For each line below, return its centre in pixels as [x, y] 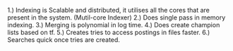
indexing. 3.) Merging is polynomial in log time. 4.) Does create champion [114, 25]
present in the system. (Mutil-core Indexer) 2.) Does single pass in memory [116, 17]
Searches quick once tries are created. [64, 40]
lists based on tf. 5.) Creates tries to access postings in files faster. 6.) [109, 32]
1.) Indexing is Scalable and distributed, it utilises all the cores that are [109, 10]
